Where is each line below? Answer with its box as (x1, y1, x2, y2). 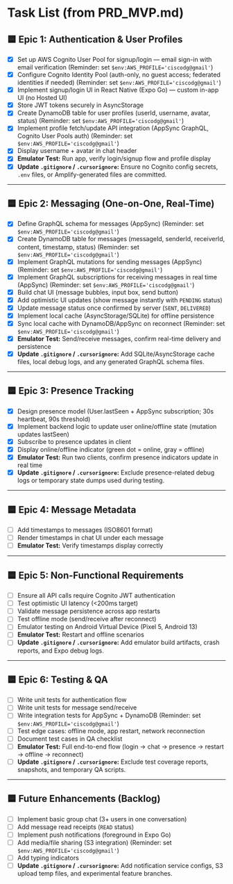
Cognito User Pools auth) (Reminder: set (17, 132, 133, 140)
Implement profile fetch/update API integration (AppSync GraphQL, (17, 124, 209, 133)
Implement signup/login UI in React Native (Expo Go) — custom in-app (17, 85, 219, 95)
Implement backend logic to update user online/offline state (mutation (17, 422, 217, 430)
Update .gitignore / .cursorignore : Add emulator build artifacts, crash (17, 638, 220, 647)
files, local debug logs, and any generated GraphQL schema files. (17, 358, 205, 366)
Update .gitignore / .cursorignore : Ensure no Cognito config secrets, (17, 162, 218, 171)
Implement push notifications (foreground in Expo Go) (17, 830, 171, 839)
